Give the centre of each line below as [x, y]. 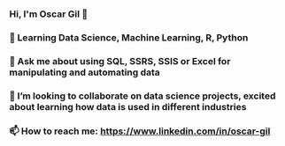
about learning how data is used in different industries [128, 106]
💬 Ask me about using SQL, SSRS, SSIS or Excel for [120, 61]
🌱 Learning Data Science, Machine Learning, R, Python [129, 37]
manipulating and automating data [85, 72]
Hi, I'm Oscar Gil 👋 [49, 14]
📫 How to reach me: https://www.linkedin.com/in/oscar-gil [140, 131]
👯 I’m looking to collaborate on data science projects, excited [142, 96]
